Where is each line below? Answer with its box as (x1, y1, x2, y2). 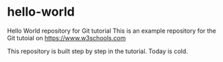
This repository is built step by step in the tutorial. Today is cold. (7, 47, 189, 55)
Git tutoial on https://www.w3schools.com (7, 33, 126, 42)
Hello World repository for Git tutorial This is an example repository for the (7, 27, 217, 35)
